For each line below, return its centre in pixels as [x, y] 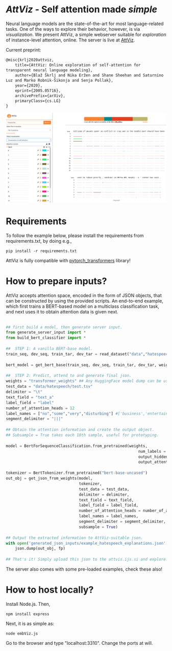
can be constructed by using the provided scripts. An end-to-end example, [85, 301]
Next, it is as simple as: [30, 623]
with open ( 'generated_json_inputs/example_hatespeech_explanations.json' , [87, 543]
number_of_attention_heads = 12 [40, 408]
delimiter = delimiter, [104, 495]
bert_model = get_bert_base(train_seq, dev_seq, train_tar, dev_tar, [81, 365]
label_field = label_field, [109, 506]
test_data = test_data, [104, 489]
